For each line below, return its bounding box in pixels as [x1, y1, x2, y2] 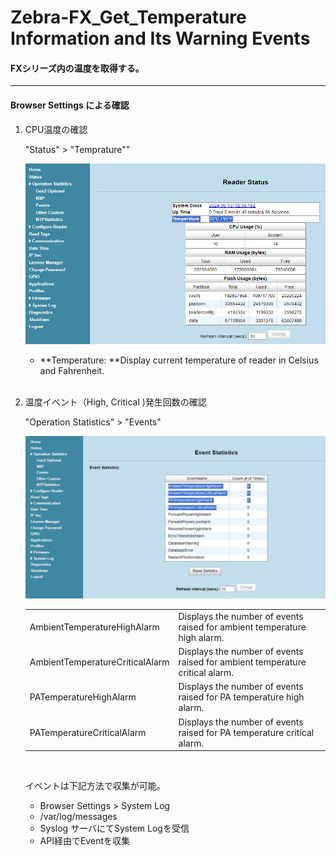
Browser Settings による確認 [10, 99, 130, 111]
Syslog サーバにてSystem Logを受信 [39, 822, 190, 835]
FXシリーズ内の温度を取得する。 [10, 62, 145, 74]
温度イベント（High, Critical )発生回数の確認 [24, 396, 207, 408]
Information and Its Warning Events [10, 27, 311, 50]
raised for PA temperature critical [178, 726, 315, 738]
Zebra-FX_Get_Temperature [10, 6, 247, 29]
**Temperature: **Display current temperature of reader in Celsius [39, 354, 319, 366]
